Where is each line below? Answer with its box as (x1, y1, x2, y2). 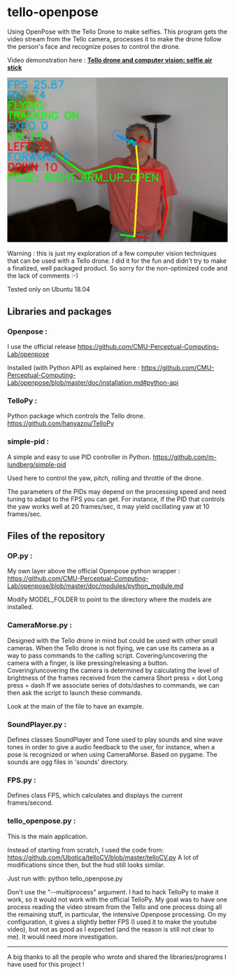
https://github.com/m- (152, 453, 217, 461)
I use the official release (7, 343, 76, 351)
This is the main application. (7, 832, 88, 840)
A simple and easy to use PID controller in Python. (7, 453, 152, 461)
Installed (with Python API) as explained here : (7, 364, 140, 372)
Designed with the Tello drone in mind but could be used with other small (7, 636, 218, 645)
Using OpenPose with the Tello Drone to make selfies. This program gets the (7, 27, 228, 36)
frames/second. (7, 798, 53, 807)
